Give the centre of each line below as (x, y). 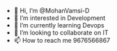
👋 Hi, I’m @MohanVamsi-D (52, 11)
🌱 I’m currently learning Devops (59, 25)
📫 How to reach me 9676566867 (62, 40)
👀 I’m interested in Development (60, 18)
